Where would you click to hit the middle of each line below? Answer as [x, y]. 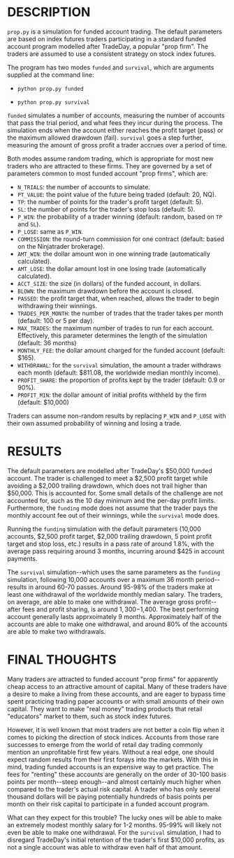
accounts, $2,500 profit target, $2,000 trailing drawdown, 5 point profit [109, 536]
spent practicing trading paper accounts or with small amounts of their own [116, 701]
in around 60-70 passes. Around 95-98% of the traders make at [120, 587]
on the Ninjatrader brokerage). [61, 246]
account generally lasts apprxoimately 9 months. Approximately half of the [115, 616]
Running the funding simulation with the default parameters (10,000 [104, 529]
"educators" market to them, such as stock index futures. [90, 716]
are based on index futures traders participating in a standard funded [107, 38]
